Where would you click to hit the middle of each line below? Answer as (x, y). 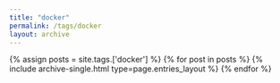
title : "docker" (39, 17)
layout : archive (39, 34)
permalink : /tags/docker (55, 26)
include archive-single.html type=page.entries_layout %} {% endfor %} (140, 69)
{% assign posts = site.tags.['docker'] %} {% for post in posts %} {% (136, 60)
